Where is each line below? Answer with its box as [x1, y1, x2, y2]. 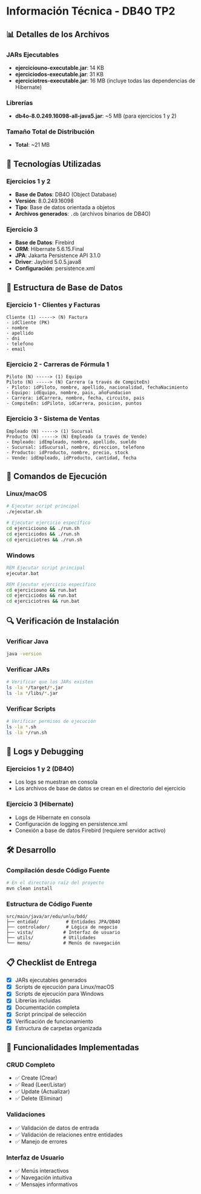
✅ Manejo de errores [15, 1138, 68, 1145]
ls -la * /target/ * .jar [6, 684, 64, 691]
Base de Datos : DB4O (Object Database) [15, 191, 117, 198]
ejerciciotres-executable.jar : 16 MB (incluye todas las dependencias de [15, 77, 196, 84]
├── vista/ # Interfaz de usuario [6, 930, 120, 936]
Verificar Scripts [6, 705, 56, 713]
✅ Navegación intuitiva [15, 1173, 73, 1181]
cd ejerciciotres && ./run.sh [6, 537, 83, 543]
